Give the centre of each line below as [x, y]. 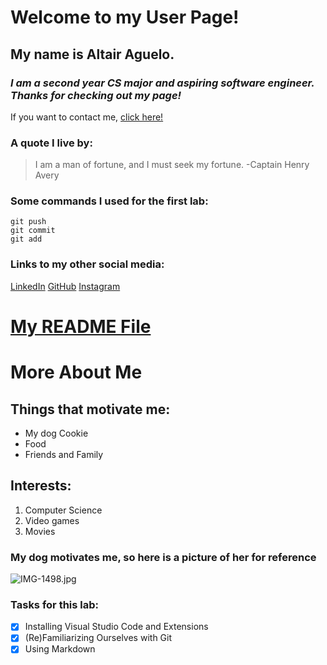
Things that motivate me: [90, 409]
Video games [52, 520]
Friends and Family [64, 454]
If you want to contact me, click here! [87, 117]
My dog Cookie [56, 433]
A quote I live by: [51, 143]
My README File [81, 326]
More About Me [76, 372]
